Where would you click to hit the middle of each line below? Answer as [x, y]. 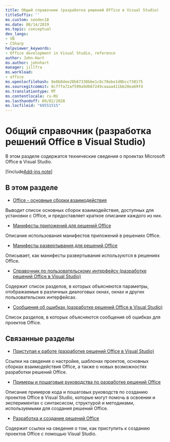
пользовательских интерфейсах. [41, 297]
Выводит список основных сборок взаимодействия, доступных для [80, 210]
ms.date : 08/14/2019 [27, 24]
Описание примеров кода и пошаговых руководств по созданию [77, 392]
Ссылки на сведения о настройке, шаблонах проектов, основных [77, 361]
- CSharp [15, 44]
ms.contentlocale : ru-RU [32, 96]
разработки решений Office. [36, 372]
